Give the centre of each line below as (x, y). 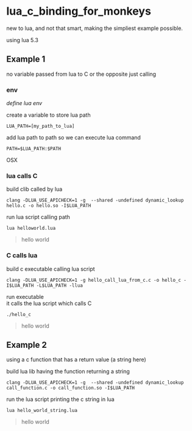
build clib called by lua (34, 189)
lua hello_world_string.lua (42, 411)
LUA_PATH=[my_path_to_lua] (41, 127)
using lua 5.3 (22, 40)
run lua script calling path (38, 217)
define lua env (24, 103)
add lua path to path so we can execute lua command (74, 138)
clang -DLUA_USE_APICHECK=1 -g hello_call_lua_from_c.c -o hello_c (94, 280)
